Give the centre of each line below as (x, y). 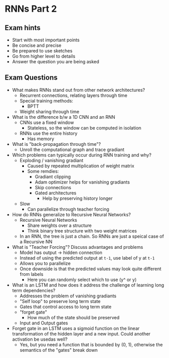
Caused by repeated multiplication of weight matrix (81, 166)
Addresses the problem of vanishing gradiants (68, 296)
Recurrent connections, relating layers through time (73, 95)
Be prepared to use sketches (42, 51)
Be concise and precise (37, 45)
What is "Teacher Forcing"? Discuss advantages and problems (77, 247)
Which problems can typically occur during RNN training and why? (82, 155)
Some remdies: (43, 171)
